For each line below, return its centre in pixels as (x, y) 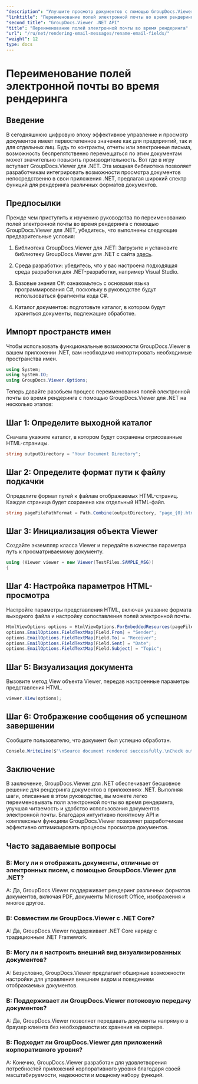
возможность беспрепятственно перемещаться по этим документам (94, 153)
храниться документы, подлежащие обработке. (75, 313)
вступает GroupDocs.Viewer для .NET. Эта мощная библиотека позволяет (99, 166)
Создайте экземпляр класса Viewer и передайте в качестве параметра (96, 546)
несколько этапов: (29, 404)
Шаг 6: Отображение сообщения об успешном (97, 717)
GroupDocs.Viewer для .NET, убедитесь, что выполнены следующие (92, 230)
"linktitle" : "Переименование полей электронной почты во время (87, 17)
